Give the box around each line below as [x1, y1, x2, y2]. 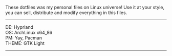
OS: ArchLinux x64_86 [5, 30, 53, 35]
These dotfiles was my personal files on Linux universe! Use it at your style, [5, 5, 165, 10]
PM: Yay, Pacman [5, 35, 42, 41]
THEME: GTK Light [5, 40, 45, 46]
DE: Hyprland [5, 24, 33, 30]
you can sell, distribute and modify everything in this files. [5, 10, 127, 16]
